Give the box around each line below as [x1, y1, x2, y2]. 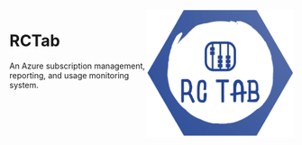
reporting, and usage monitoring [9, 69, 130, 80]
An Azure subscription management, [9, 60, 146, 71]
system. [9, 79, 39, 90]
